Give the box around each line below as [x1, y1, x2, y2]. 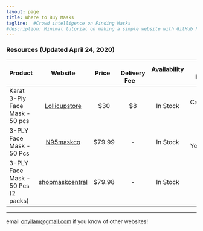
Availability [150, 65, 184, 73]
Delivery [120, 69, 146, 77]
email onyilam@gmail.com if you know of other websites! [6, 218, 148, 225]
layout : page [6, 8, 39, 15]
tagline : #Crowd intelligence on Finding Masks [6, 20, 131, 26]
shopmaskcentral [38, 177, 88, 186]
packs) [9, 197, 29, 205]
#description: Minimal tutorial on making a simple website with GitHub [6, 25, 193, 32]
